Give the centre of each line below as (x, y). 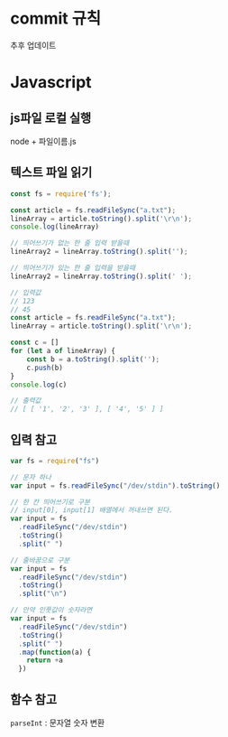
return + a (45, 660)
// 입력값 (26, 293)
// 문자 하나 (31, 477)
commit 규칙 (56, 19)
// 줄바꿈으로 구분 (40, 560)
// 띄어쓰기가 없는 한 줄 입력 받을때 (70, 243)
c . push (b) (45, 368)
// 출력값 (26, 401)
